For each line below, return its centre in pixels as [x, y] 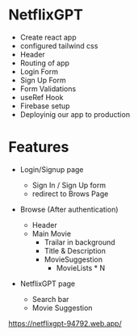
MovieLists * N [81, 267]
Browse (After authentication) [69, 209]
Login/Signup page [52, 169]
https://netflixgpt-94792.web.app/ [65, 323]
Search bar [50, 299]
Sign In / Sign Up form [69, 185]
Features [39, 147]
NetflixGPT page [48, 283]
